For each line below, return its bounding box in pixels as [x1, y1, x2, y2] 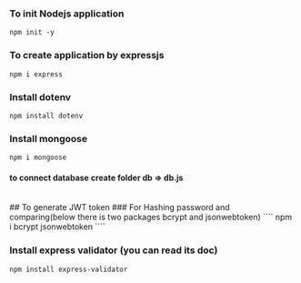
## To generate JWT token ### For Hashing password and [9, 202, 230, 213]
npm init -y [9, 28, 55, 37]
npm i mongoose [9, 153, 67, 162]
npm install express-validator [9, 265, 128, 274]
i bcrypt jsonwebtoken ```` [9, 221, 106, 232]
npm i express [9, 69, 64, 79]
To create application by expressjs [9, 49, 165, 62]
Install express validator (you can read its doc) [9, 244, 218, 257]
